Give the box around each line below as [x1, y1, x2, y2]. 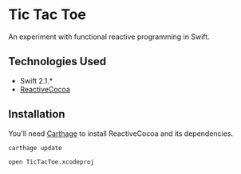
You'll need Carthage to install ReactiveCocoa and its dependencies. [8, 129, 234, 138]
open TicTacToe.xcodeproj [8, 157, 94, 166]
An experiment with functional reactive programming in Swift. [8, 32, 210, 41]
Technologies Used [8, 55, 106, 68]
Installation [8, 107, 65, 121]
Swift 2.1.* [19, 75, 53, 85]
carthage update [8, 144, 62, 152]
